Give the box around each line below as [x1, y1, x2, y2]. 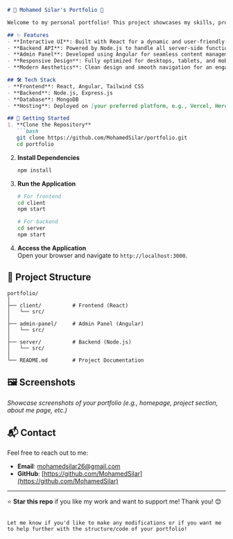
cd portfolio [16, 140, 54, 147]
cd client [17, 199, 46, 207]
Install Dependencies [17, 153, 80, 161]
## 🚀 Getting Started [7, 115, 70, 122]
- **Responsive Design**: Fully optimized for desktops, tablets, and [7, 58, 216, 65]
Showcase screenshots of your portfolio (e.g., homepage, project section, [7, 399, 218, 407]
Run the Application [17, 179, 76, 188]
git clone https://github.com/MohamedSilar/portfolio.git [16, 134, 188, 141]
